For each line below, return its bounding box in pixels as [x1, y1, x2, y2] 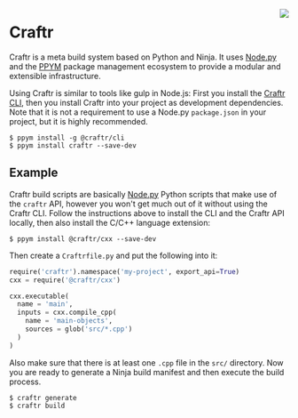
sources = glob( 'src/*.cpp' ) [25, 325, 133, 334]
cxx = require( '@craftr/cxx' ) [9, 276, 122, 285]
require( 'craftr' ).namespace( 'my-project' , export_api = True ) [9, 267, 240, 276]
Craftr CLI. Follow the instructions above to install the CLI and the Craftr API [9, 207, 286, 218]
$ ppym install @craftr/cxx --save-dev [9, 234, 157, 244]
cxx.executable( [9, 292, 69, 301]
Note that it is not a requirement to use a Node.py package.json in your [9, 107, 267, 117]
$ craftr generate [9, 393, 77, 402]
